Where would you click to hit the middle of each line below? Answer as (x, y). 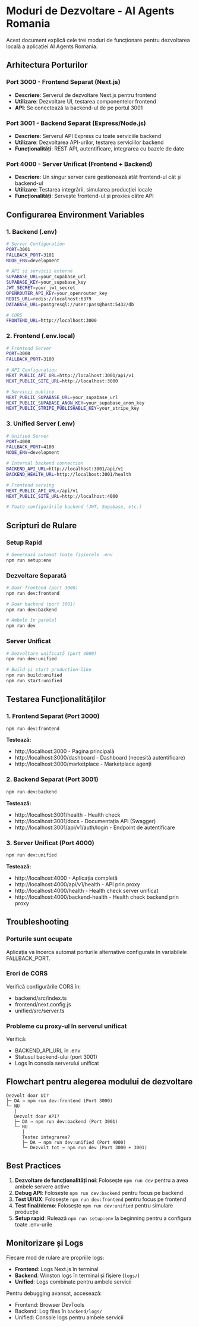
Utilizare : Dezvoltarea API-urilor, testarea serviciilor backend (89, 142)
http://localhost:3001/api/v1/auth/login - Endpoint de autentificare (95, 827)
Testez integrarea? (46, 1137)
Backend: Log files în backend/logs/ (59, 1311)
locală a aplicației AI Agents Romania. (52, 46)
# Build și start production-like (49, 670)
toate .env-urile (33, 1224)
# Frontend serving (30, 485)
